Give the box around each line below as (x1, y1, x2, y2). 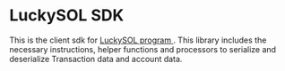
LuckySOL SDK (9, 5, 125, 26)
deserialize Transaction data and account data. (9, 53, 183, 64)
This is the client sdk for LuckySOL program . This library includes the (9, 35, 267, 45)
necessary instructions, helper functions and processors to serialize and (9, 43, 276, 54)
